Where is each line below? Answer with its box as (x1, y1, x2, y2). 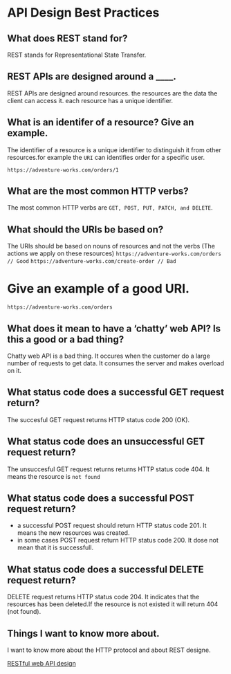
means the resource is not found (7, 472, 100, 480)
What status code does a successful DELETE (7, 563, 204, 575)
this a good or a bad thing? (7, 334, 124, 345)
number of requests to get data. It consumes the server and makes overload (7, 359, 225, 367)
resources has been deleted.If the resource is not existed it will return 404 (7, 600, 219, 608)
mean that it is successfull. (17, 543, 94, 552)
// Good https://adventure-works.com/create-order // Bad (7, 258, 176, 265)
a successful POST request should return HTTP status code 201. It (17, 521, 207, 530)
